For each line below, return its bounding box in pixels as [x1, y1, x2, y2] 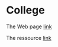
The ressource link [6, 34, 51, 41]
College [6, 4, 46, 17]
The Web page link [6, 23, 52, 30]
